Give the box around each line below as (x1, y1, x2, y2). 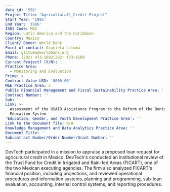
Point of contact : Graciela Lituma (5, 45, 80, 50)
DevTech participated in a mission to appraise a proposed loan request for (5, 149, 160, 155)
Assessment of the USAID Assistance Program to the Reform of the (10, 107, 153, 112)
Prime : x (5, 74, 24, 79)
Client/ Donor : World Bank (5, 41, 62, 46)
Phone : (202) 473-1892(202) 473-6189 (5, 54, 85, 60)
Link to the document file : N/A (5, 120, 73, 126)
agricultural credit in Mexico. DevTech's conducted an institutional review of (5, 154, 164, 161)
